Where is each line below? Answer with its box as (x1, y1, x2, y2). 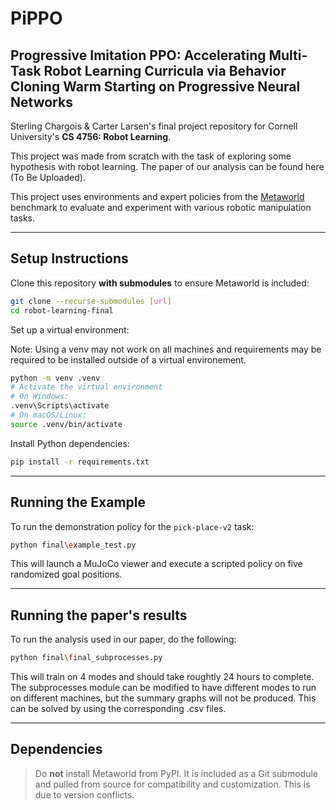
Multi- (268, 47, 308, 64)
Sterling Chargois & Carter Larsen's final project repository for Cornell (10, 120, 298, 132)
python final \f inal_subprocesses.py (10, 653, 163, 663)
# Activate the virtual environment (10, 382, 163, 392)
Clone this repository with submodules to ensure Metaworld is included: (10, 277, 310, 289)
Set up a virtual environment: (10, 323, 130, 336)
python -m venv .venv (10, 373, 101, 383)
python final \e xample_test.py (10, 540, 137, 550)
